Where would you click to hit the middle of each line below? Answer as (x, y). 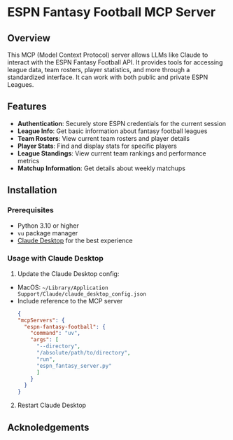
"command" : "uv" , (56, 334)
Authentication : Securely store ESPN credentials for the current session (121, 123)
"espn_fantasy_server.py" (74, 366)
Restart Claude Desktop (51, 405)
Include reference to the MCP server (70, 301)
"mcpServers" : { (41, 320)
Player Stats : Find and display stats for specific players (97, 146)
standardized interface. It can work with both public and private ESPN (108, 77)
